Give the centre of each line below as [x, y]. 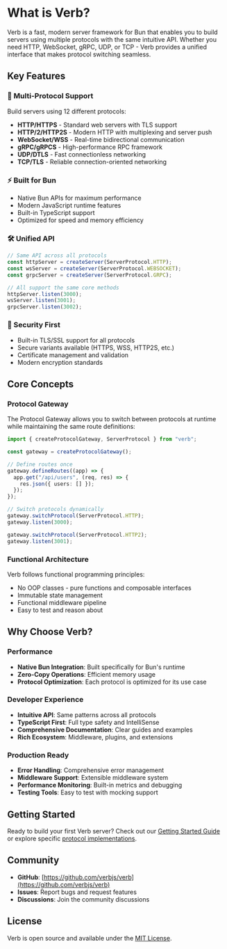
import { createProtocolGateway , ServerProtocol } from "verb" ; [102, 439]
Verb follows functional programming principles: [76, 574]
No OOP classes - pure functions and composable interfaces [104, 588]
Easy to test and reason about [60, 610]
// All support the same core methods [63, 288]
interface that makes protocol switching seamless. [79, 54]
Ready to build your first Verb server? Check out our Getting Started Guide [114, 831]
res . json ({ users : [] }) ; [57, 484]
